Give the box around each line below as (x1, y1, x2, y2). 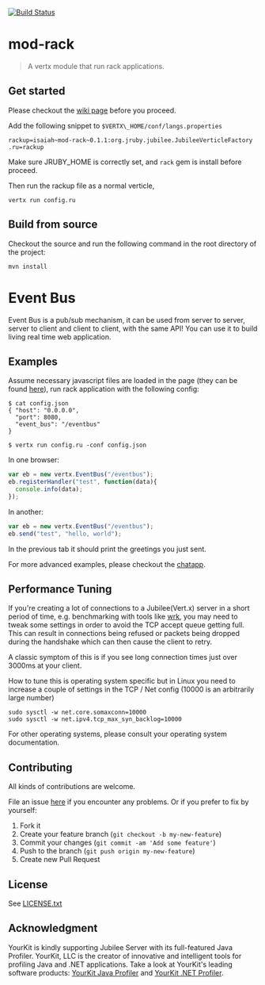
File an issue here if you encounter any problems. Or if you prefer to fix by (8, 797, 249, 807)
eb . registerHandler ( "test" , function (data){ (8, 478, 157, 486)
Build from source (8, 218, 98, 232)
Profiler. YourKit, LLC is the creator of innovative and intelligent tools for (8, 951, 242, 960)
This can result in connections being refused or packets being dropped (8, 629, 240, 638)
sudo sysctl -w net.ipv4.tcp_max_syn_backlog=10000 (8, 715, 182, 723)
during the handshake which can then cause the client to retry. (8, 637, 212, 646)
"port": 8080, (15, 413, 62, 422)
